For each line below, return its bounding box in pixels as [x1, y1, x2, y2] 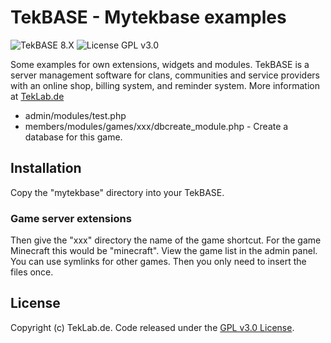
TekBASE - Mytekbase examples [10, 6, 287, 29]
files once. [10, 266, 54, 278]
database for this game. [24, 131, 123, 143]
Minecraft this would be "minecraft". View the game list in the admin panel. [10, 245, 318, 257]
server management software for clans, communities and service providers [10, 69, 320, 81]
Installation [10, 160, 82, 177]
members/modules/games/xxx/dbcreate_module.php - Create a [24, 120, 289, 132]
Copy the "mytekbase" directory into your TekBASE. [10, 186, 225, 198]
